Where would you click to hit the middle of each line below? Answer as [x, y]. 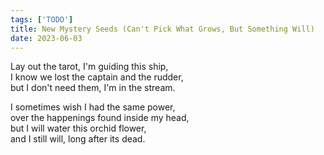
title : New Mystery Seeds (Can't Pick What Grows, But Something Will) [162, 29]
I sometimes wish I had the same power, [93, 107]
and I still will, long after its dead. [78, 139]
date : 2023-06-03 [46, 38]
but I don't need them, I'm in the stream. [93, 88]
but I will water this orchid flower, [78, 128]
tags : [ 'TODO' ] [42, 19]
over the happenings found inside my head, [100, 118]
